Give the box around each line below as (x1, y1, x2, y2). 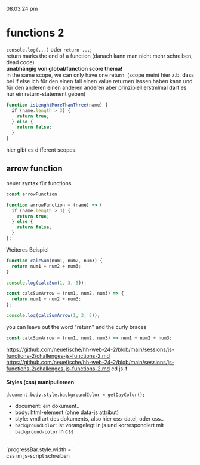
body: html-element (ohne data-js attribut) (14, 409, 119, 416)
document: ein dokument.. (14, 402, 80, 409)
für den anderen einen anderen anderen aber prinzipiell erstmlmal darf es (6, 84, 187, 91)
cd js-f (111, 365, 128, 372)
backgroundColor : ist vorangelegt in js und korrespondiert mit (14, 421, 164, 428)
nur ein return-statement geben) (6, 90, 86, 98)
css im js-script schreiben (6, 452, 70, 459)
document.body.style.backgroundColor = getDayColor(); (6, 392, 146, 398)
